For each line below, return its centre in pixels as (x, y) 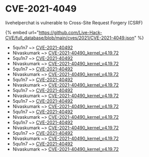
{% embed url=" (22, 32)
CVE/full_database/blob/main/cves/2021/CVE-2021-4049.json (70, 38)
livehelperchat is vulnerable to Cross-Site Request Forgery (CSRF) (74, 23)
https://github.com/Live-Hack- (70, 32)
